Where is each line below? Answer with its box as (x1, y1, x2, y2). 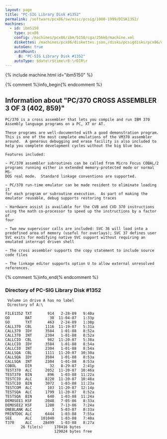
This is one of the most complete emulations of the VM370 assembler (5, 135, 153, 140)
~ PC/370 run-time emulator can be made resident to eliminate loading (5, 183, 157, 188)
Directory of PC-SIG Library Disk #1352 (5, 286, 101, 293)
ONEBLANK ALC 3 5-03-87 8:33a (5, 407, 94, 412)
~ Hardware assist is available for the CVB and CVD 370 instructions (5, 205, 155, 210)
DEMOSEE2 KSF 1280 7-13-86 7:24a (5, 403, 94, 408)
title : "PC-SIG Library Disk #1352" (5, 12, 81, 17)
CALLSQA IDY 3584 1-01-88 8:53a (5, 355, 94, 360)
